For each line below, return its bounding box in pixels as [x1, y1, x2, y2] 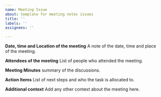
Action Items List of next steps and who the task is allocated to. [5, 77, 135, 83]
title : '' [5, 16, 26, 21]
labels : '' [5, 21, 28, 26]
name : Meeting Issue [5, 7, 48, 12]
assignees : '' [5, 25, 34, 30]
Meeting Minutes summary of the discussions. [5, 67, 100, 73]
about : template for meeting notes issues [5, 12, 94, 17]
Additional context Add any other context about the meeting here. [5, 86, 140, 92]
